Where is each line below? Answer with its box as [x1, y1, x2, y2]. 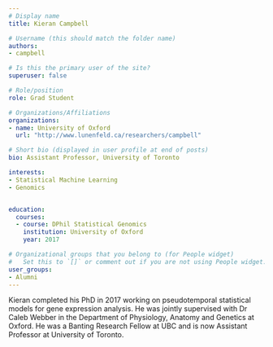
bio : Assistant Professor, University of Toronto [8, 154, 180, 162]
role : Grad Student [8, 94, 75, 102]
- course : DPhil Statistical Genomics [15, 221, 148, 229]
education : [8, 205, 45, 213]
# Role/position [8, 86, 63, 94]
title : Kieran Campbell [8, 20, 89, 28]
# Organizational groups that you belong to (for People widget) [8, 250, 234, 258]
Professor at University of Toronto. [8, 330, 124, 340]
